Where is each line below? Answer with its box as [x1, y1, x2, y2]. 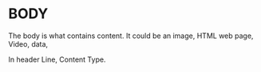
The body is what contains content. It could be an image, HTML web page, [8, 31, 254, 40]
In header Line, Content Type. [8, 55, 106, 64]
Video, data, [8, 39, 49, 48]
